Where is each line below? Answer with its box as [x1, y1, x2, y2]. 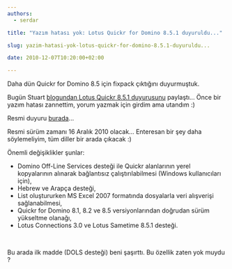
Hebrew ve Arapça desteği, [17, 184, 96, 192]
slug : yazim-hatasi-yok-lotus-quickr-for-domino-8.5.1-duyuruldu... [7, 42, 210, 49]
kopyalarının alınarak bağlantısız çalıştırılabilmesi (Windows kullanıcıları [17, 169, 222, 178]
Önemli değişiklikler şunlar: [7, 148, 85, 157]
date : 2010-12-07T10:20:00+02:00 [7, 54, 105, 61]
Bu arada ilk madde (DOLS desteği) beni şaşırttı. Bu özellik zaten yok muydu [7, 248, 225, 256]
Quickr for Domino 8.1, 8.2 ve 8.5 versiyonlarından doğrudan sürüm [17, 206, 210, 215]
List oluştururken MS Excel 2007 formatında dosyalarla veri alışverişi [17, 192, 214, 200]
